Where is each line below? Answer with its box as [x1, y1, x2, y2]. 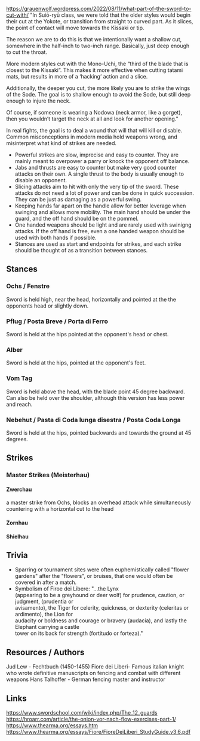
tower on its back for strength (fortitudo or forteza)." [14, 629, 143, 637]
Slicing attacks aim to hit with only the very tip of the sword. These [14, 183, 179, 190]
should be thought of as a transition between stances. [14, 247, 148, 254]
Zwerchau [6, 486, 32, 493]
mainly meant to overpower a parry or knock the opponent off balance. [14, 158, 190, 164]
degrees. [6, 435, 29, 442]
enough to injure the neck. [6, 97, 71, 104]
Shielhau [6, 533, 29, 540]
